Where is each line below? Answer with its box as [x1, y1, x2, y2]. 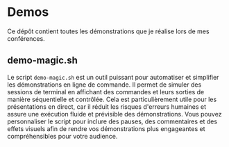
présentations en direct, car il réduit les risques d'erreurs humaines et [7, 102, 207, 111]
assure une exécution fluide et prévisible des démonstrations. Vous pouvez [7, 110, 222, 118]
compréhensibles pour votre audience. [7, 132, 118, 140]
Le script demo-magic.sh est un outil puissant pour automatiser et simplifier [7, 73, 219, 81]
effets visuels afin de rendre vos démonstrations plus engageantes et [7, 124, 205, 132]
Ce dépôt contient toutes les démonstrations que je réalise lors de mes [7, 27, 210, 35]
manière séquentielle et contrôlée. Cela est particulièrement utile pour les [7, 95, 217, 103]
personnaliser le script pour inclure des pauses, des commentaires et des [7, 117, 217, 126]
